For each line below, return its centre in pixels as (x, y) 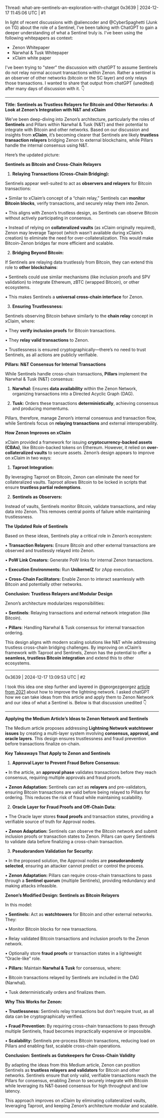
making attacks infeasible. (31, 886)
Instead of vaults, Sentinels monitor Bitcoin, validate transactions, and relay (81, 506)
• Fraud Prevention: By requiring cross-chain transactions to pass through (80, 1026)
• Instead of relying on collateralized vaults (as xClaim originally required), (81, 227)
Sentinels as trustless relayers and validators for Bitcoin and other (72, 1070)
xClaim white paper (31, 58)
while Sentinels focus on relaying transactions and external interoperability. (82, 423)
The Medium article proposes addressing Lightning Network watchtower (79, 728)
